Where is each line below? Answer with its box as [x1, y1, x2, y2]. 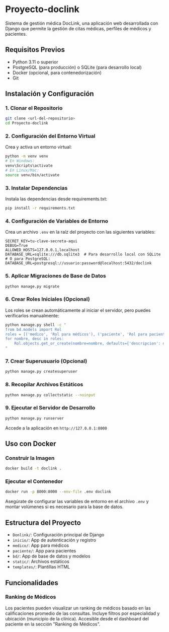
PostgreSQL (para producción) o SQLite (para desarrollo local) [12, 64, 142, 70]
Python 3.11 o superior [12, 59, 58, 65]
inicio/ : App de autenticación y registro [12, 537, 97, 543]
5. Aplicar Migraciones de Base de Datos [5, 272, 107, 279]
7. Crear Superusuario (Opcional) [5, 358, 88, 365]
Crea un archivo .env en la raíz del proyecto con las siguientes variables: [5, 229, 156, 235]
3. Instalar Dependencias [5, 184, 68, 191]
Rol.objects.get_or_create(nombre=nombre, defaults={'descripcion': [14, 341, 161, 346]
